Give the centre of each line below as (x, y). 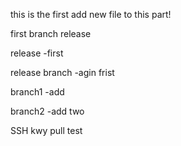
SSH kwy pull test (46, 130)
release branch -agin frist (62, 72)
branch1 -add (37, 92)
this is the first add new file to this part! (91, 14)
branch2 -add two (47, 111)
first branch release (51, 33)
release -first (37, 53)
